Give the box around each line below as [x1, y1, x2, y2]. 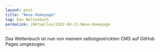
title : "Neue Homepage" [5, 12, 56, 17]
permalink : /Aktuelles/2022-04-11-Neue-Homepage [5, 21, 111, 27]
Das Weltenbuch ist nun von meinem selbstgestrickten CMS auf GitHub [5, 36, 155, 42]
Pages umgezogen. [5, 41, 46, 47]
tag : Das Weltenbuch [5, 17, 49, 22]
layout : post [5, 7, 33, 13]
